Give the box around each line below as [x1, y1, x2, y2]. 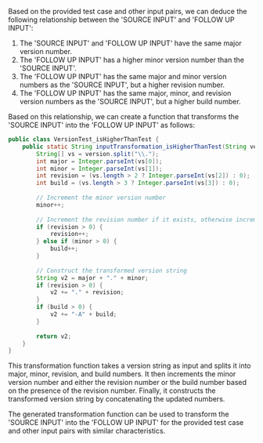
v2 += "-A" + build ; [49, 310, 117, 318]
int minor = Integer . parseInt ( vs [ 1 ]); [36, 165, 163, 172]
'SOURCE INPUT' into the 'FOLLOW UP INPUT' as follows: [8, 121, 196, 129]
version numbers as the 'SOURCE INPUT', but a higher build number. [19, 97, 241, 106]
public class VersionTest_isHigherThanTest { [8, 136, 159, 143]
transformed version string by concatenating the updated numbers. [8, 394, 225, 404]
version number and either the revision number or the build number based [8, 378, 247, 387]
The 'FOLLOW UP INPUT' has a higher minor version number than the [19, 55, 245, 64]
